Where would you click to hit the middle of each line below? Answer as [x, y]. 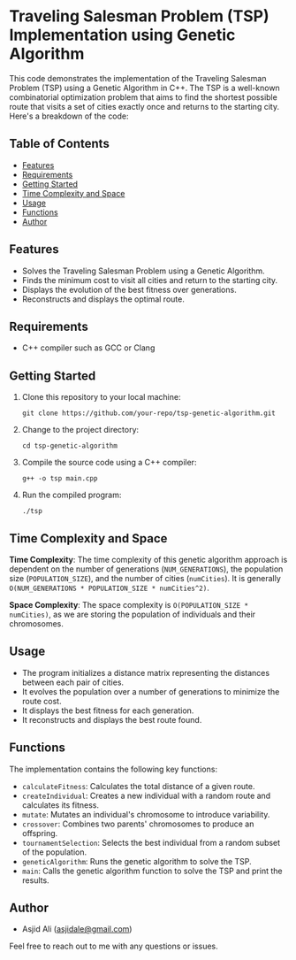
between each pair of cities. [73, 682]
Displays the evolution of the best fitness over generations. [129, 289]
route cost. [42, 701]
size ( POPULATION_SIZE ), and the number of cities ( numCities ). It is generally [145, 578]
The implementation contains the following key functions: [114, 769]
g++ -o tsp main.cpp [60, 479]
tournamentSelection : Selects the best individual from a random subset [151, 842]
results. [36, 880]
